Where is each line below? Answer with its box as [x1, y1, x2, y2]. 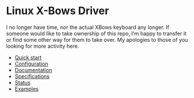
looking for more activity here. [6, 43, 80, 50]
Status [14, 79, 31, 86]
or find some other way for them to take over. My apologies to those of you [6, 36, 189, 43]
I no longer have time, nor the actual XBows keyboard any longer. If [6, 24, 170, 31]
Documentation [14, 66, 52, 73]
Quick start [14, 54, 42, 61]
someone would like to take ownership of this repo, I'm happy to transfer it [6, 30, 187, 37]
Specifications [14, 73, 50, 80]
